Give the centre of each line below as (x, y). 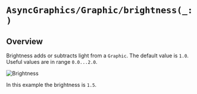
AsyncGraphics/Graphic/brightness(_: (100, 10)
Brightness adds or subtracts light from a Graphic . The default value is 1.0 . (98, 56)
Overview (25, 41)
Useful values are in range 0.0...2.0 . (52, 62)
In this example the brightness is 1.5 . (51, 85)
